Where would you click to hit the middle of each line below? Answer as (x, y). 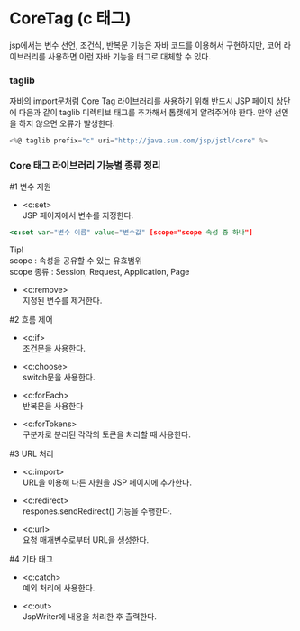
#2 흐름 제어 (31, 320)
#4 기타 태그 (32, 559)
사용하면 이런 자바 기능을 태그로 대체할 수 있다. (130, 56)
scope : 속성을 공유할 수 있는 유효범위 (76, 261)
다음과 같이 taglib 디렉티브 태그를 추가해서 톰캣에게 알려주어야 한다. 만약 (145, 113)
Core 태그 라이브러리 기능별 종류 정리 (85, 166)
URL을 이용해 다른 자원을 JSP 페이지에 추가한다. (107, 482)
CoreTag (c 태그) (70, 18)
